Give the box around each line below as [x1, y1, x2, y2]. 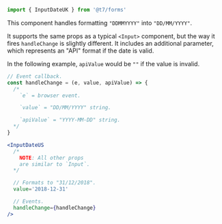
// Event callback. [7, 72, 63, 80]
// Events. [13, 198, 44, 205]
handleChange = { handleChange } [13, 204, 96, 211]
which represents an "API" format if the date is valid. [7, 46, 154, 55]
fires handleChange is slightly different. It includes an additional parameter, [7, 39, 214, 47]
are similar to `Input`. [19, 160, 90, 167]
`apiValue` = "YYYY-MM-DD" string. [19, 117, 121, 124]
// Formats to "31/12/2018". [13, 180, 96, 186]
